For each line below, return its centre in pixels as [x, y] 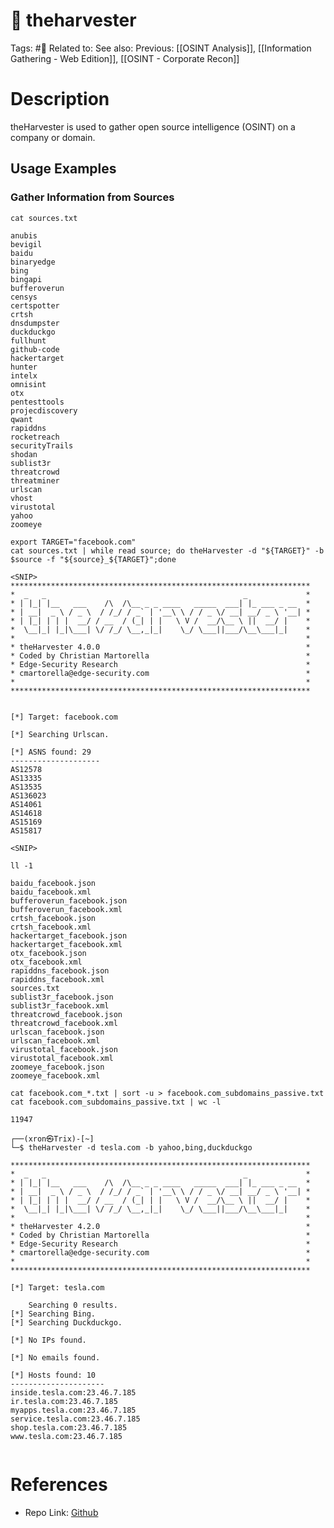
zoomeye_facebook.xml [55, 1075]
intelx [24, 375]
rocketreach [35, 437]
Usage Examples [63, 169]
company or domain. [53, 137]
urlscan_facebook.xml [55, 1040]
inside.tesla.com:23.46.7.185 [73, 1392]
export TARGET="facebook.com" [73, 542]
